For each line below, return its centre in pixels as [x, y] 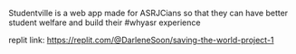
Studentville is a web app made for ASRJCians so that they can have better [148, 13]
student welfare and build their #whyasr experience [105, 22]
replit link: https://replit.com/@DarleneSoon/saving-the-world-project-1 [141, 40]
